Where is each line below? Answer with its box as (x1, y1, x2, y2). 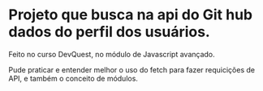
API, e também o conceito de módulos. (8, 73, 138, 83)
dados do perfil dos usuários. (8, 23, 211, 41)
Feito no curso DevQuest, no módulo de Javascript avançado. (8, 49, 215, 59)
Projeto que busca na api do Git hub (8, 6, 253, 24)
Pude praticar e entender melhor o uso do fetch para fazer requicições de (8, 64, 256, 74)
